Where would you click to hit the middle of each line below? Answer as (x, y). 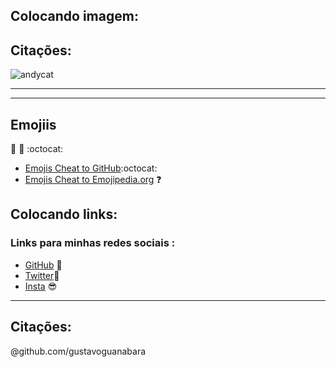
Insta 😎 (41, 286)
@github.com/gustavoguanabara (78, 351)
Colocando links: (64, 214)
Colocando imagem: (74, 16)
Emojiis (33, 124)
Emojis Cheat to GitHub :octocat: (91, 168)
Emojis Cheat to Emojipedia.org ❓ (93, 180)
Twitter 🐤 (42, 275)
